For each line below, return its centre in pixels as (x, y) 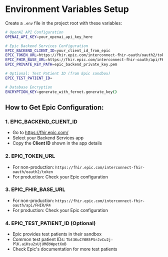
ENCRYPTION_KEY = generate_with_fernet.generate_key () (61, 92)
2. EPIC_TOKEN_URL (30, 156)
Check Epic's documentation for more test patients (65, 249)
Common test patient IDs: (38, 239)
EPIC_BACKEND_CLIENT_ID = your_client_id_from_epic (58, 50)
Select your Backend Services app (48, 138)
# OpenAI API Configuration (34, 32)
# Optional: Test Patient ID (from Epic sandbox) (58, 73)
